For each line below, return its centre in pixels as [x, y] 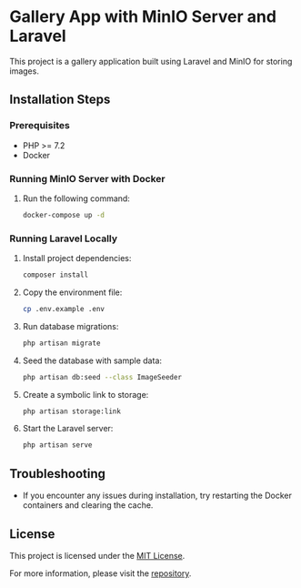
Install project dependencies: [77, 259]
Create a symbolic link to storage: [85, 394]
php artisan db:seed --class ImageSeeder [102, 377]
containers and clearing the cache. [88, 505]
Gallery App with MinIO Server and [143, 17]
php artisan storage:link [71, 411]
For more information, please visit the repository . [100, 573]
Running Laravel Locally [64, 238]
